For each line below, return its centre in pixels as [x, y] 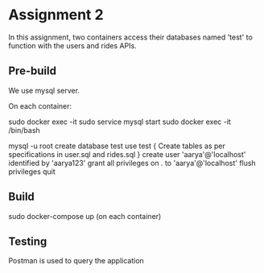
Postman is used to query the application [76, 261]
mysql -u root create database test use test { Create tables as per [117, 146]
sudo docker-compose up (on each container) [85, 216]
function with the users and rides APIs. [72, 45]
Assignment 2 [56, 15]
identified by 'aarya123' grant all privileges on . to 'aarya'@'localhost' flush [132, 163]
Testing [28, 241]
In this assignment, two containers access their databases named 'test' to [131, 37]
